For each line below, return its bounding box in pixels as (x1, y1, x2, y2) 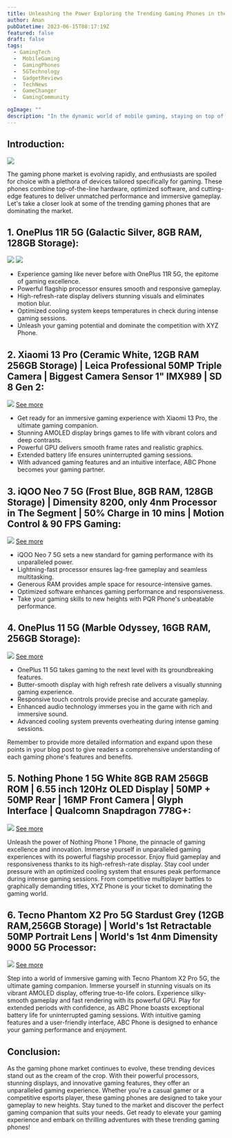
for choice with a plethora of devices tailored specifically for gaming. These (7, 177, 222, 186)
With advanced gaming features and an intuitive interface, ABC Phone (17, 458, 217, 467)
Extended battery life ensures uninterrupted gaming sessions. (17, 451, 193, 459)
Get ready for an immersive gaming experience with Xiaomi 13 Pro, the (17, 414, 218, 422)
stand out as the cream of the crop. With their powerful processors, (7, 1072, 199, 1080)
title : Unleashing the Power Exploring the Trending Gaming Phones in (7, 10, 215, 17)
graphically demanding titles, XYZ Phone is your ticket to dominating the (7, 882, 213, 890)
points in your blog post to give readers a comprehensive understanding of (7, 745, 220, 753)
